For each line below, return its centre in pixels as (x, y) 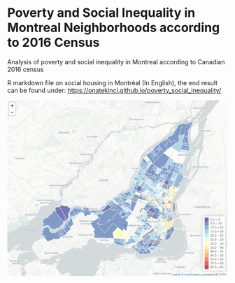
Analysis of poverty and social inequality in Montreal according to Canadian (116, 61)
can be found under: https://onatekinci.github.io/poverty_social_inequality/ (114, 90)
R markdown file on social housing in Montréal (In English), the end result (113, 82)
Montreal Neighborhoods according (114, 28)
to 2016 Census (54, 43)
